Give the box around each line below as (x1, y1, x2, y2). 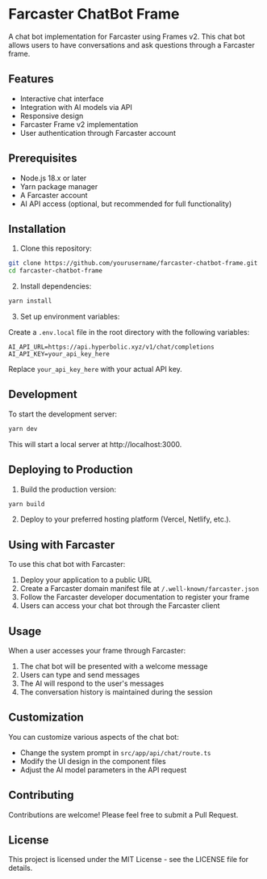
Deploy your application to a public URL (19, 575, 152, 585)
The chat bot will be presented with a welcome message (19, 661, 208, 671)
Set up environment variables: (19, 312, 120, 321)
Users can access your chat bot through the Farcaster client (19, 601, 220, 611)
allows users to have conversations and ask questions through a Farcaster (8, 40, 256, 49)
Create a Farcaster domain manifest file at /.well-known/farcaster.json (19, 584, 260, 594)
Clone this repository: (19, 243, 92, 253)
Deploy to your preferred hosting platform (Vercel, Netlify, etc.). (19, 514, 232, 524)
